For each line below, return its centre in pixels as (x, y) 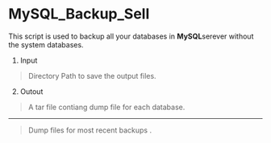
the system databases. (46, 44)
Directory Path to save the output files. (92, 76)
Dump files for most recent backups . (90, 130)
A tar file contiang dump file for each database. (106, 107)
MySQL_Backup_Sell (79, 14)
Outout (31, 91)
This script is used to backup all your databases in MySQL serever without (131, 36)
